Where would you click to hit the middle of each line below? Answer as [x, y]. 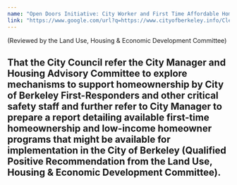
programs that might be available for [89, 139]
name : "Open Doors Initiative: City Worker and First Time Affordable [113, 14]
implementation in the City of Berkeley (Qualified [117, 150]
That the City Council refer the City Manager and [117, 62]
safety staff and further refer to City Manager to [115, 106]
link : [15, 20]
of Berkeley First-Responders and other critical [113, 95]
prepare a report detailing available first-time [108, 117]
